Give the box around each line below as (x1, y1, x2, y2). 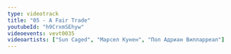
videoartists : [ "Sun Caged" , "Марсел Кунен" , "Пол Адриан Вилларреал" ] (7, 36, 225, 43)
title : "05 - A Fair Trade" (7, 17, 91, 24)
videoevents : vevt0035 (7, 29, 75, 37)
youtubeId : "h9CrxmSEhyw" (7, 23, 84, 30)
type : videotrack (7, 10, 59, 18)
